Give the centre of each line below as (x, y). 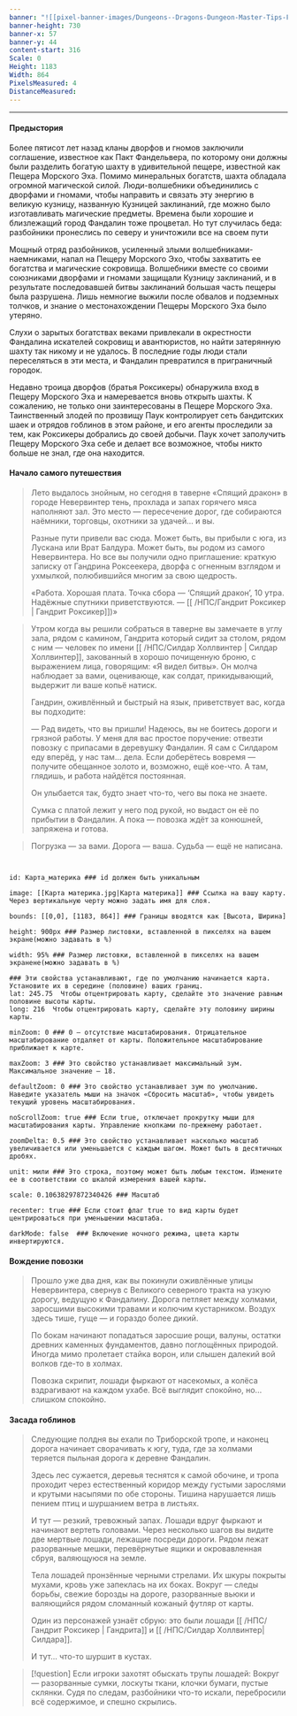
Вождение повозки (46, 1260)
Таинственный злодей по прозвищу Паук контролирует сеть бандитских (147, 415)
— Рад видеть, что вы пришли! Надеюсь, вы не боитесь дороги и (154, 728)
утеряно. (26, 315)
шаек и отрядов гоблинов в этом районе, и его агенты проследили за (141, 425)
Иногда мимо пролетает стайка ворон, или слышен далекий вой (153, 1354)
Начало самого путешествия (65, 473)
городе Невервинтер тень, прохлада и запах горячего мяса (144, 502)
